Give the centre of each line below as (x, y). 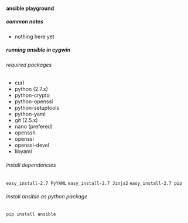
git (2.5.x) (26, 120)
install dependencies (31, 165)
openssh (25, 133)
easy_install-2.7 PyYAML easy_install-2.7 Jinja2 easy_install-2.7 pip (94, 184)
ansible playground (30, 8)
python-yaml (30, 114)
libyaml (23, 151)
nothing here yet (34, 36)
